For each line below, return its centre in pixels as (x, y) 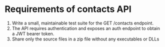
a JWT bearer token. (33, 33)
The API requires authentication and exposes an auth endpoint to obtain (86, 28)
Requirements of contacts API (68, 9)
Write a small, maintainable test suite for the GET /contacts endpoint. (82, 23)
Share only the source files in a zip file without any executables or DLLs (85, 39)
